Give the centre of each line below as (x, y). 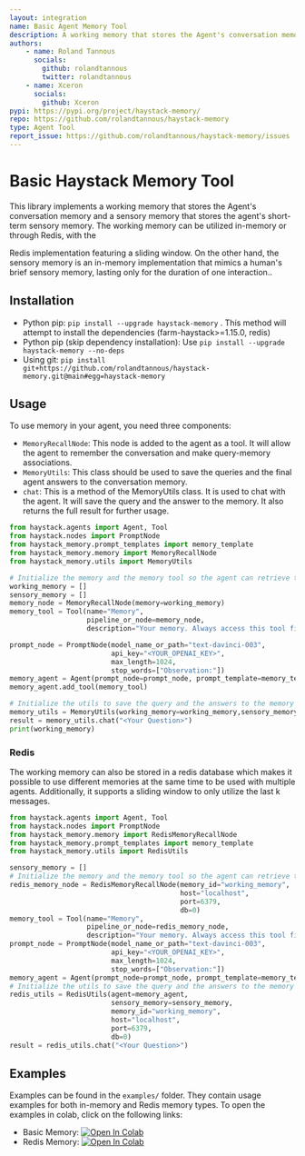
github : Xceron (71, 102)
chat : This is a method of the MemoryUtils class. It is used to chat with (154, 492)
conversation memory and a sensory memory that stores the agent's (138, 215)
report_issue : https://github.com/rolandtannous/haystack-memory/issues (150, 136)
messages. (30, 801)
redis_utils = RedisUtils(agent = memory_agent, (99, 995)
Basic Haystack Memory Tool (122, 181)
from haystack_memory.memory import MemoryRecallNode (113, 553)
